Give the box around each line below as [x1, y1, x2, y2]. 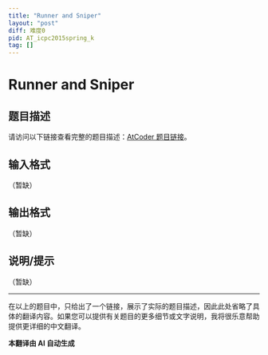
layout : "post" [8, 19, 59, 27]
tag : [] [8, 41, 34, 49]
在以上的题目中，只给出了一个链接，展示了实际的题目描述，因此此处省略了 [8, 301, 253, 311]
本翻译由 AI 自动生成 [8, 338, 76, 348]
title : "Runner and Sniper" [8, 11, 102, 20]
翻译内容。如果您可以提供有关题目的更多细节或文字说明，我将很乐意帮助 [22, 311, 260, 321]
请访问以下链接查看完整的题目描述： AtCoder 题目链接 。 [8, 132, 191, 142]
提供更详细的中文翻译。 [8, 321, 85, 331]
